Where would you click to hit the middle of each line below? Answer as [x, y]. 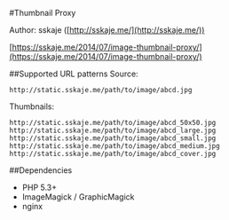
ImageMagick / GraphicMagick [78, 197]
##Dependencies [41, 170]
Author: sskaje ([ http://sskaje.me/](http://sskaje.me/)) [107, 30]
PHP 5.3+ [39, 187]
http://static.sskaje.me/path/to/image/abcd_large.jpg [113, 130]
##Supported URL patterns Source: [74, 74]
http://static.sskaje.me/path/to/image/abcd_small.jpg [113, 138]
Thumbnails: [32, 106]
